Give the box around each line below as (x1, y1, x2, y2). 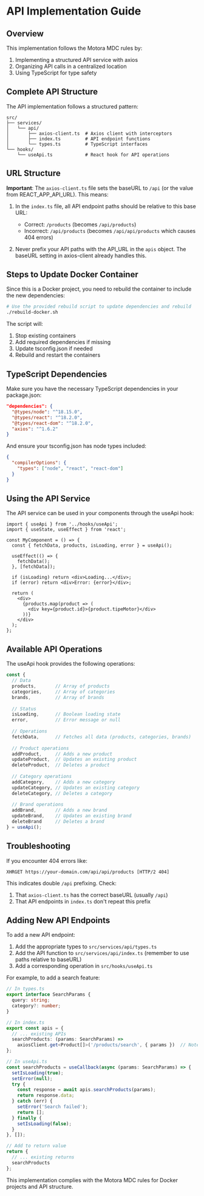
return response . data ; (17, 1092, 75, 1099)
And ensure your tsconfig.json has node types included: (6, 442, 147, 450)
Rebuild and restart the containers (15, 351, 101, 359)
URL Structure (6, 168, 61, 178)
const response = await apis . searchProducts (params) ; (17, 1087, 156, 1093)
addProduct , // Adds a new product (12, 751, 113, 757)
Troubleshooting (6, 841, 71, 851)
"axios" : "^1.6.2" (12, 426, 59, 432)
